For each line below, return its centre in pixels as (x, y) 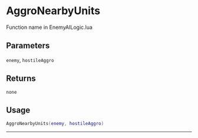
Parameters (28, 46)
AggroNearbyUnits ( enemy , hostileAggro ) (55, 124)
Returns (21, 79)
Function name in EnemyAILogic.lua (49, 27)
